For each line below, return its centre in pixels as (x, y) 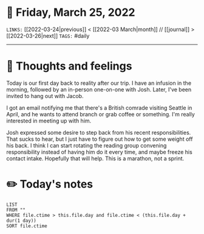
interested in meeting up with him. (49, 121)
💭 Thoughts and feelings (69, 66)
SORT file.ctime (27, 226)
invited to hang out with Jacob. (45, 96)
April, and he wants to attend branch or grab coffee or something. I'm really (101, 114)
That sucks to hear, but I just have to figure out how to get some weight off (100, 139)
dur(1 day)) (21, 221)
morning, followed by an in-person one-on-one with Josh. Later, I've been (99, 89)
